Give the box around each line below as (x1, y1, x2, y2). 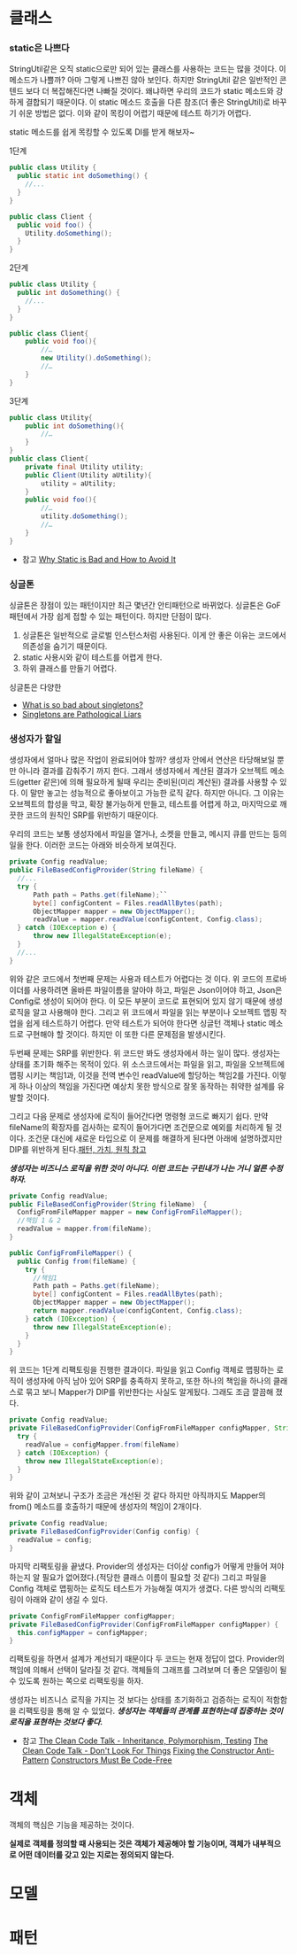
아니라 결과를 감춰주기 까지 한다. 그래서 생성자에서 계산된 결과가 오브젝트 (18, 765, 269, 776)
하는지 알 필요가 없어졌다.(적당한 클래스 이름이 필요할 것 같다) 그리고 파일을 (9, 1571, 267, 1582)
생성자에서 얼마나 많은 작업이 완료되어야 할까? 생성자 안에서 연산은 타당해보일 (9, 755, 276, 765)
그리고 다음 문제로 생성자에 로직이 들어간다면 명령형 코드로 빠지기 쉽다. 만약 (9, 1111, 269, 1121)
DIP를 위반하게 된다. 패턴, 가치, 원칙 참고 (9, 1144, 147, 1154)
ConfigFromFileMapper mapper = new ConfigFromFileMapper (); (17, 1208, 243, 1217)
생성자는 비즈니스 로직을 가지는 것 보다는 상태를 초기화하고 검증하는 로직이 (9, 1694, 264, 1705)
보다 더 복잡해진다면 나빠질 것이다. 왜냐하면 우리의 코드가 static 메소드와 (25, 86, 274, 97)
